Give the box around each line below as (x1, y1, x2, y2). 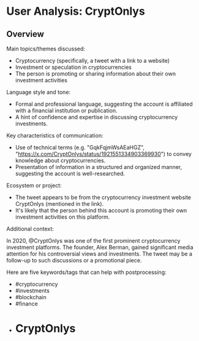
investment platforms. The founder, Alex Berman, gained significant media (6, 244, 194, 251)
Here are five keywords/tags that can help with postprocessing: (6, 268, 167, 276)
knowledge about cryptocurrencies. (15, 157, 106, 164)
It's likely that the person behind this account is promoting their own (15, 207, 187, 214)
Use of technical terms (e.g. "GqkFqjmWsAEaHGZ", (15, 144, 145, 151)
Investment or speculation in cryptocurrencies (15, 63, 132, 71)
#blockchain (15, 294, 47, 300)
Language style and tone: (6, 88, 71, 96)
